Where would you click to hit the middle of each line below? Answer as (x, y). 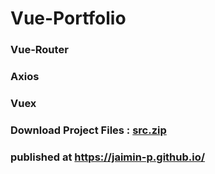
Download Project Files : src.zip (88, 130)
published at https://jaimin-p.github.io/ (108, 157)
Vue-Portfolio (68, 18)
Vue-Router (39, 50)
